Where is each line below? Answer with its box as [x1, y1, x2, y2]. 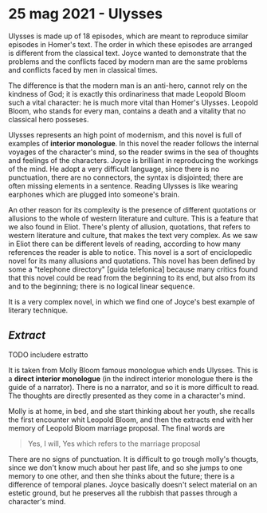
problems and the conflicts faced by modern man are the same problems [8, 57, 249, 66]
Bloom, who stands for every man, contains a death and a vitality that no [8, 105, 246, 116]
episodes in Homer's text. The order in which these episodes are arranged [8, 39, 253, 49]
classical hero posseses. [8, 114, 89, 124]
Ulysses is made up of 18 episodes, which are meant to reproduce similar [8, 31, 249, 41]
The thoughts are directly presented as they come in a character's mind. [8, 391, 245, 400]
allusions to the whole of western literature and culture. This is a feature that [8, 213, 259, 223]
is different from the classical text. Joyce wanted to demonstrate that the [8, 48, 247, 58]
